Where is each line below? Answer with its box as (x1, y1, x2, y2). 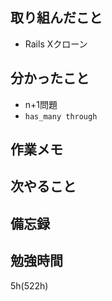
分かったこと (10, 70, 90, 87)
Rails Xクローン (24, 38, 88, 50)
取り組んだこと (10, 9, 103, 27)
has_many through (24, 111, 98, 122)
